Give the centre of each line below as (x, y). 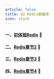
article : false (21, 10)
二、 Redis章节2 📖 (23, 47)
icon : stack (17, 19)
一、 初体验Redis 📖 (24, 35)
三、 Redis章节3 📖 (23, 59)
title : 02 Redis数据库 (27, 14)
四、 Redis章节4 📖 (23, 71)
